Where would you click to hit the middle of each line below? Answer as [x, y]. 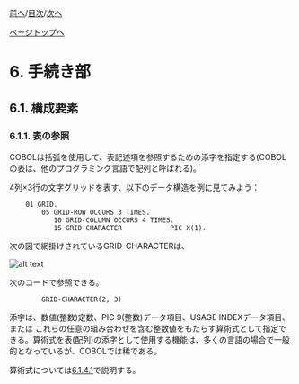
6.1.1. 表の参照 [40, 136]
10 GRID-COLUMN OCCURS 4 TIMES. [114, 220]
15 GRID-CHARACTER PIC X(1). [130, 228]
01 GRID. [42, 204]
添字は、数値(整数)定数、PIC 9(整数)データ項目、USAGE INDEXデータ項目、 [149, 317]
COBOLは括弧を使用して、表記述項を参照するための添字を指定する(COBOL [148, 156]
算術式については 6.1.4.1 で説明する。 [75, 370]
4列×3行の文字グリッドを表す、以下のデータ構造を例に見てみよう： [135, 187]
